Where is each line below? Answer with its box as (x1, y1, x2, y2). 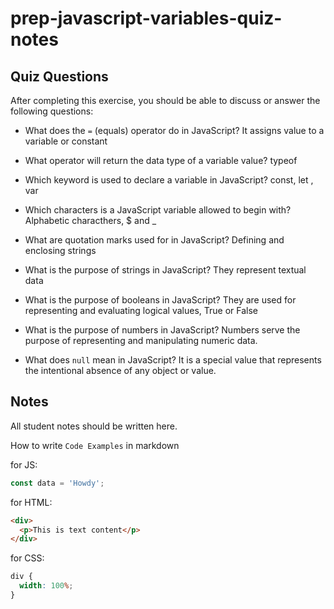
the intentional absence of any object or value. (24, 365, 217, 376)
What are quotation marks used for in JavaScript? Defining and (24, 234, 285, 246)
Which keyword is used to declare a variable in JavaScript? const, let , (24, 174, 314, 186)
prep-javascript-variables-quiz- (10, 7, 283, 30)
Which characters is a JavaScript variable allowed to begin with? (24, 204, 292, 216)
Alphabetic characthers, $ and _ (24, 215, 157, 226)
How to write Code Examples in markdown (10, 439, 180, 451)
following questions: (10, 105, 94, 117)
